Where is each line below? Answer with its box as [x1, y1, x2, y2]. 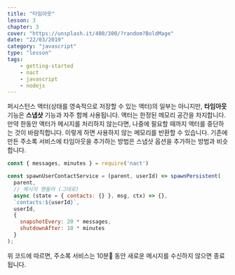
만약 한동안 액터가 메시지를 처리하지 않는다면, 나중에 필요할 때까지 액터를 [7, 120, 206, 128]
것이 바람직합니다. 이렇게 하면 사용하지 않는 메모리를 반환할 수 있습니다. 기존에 [14, 128, 228, 137]
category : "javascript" [7, 43, 77, 50]
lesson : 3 [7, 17, 36, 24]
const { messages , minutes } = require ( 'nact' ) [7, 160, 149, 167]
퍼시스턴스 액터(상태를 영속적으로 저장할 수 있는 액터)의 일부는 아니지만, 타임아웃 [7, 102, 227, 111]
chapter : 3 [7, 23, 39, 30]
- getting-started [20, 62, 74, 69]
